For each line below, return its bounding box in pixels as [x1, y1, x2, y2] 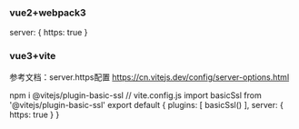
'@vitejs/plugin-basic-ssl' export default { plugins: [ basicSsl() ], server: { [9, 99, 284, 110]
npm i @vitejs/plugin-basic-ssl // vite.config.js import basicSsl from [9, 89, 262, 101]
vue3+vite [9, 50, 56, 63]
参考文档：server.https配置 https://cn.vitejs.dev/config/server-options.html [9, 71, 290, 83]
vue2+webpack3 [9, 6, 86, 19]
